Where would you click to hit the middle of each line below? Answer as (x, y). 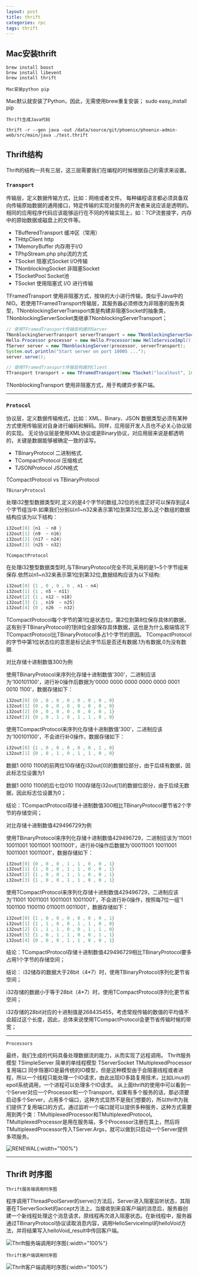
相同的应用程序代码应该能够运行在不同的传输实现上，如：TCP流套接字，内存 (99, 213)
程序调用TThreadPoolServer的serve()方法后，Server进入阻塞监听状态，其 (96, 1201)
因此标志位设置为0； (41, 793)
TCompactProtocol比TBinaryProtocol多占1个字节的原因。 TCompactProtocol (99, 635)
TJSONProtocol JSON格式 (46, 468)
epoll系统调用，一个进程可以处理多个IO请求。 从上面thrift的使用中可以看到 (96, 1085)
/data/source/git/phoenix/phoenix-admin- (126, 130)
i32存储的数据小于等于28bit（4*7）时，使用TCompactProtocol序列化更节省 (98, 992)
